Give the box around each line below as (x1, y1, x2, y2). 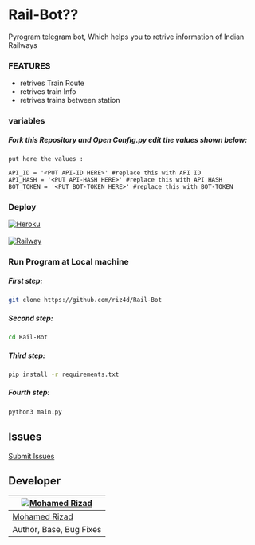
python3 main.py (8, 408, 62, 416)
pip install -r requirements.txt (8, 371, 120, 378)
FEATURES (8, 60, 51, 71)
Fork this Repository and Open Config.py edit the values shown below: (8, 135, 248, 144)
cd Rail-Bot (8, 333, 48, 342)
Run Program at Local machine (8, 257, 129, 268)
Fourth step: (8, 388, 50, 398)
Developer (8, 474, 61, 488)
